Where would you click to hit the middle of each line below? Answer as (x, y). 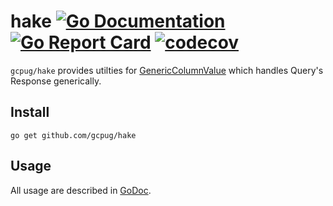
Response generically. (56, 81)
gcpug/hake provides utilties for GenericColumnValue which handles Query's (167, 70)
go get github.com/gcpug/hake (73, 135)
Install (30, 112)
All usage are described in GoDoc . (81, 190)
